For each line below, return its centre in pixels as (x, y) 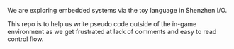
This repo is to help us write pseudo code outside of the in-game (102, 24)
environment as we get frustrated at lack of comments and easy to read (112, 32)
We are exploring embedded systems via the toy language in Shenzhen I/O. (117, 10)
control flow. (26, 39)
